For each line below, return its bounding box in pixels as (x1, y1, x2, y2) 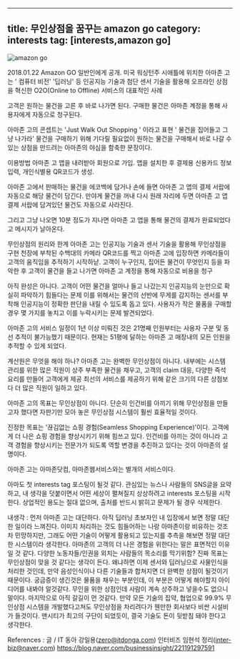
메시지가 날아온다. (14, 224, 65, 233)
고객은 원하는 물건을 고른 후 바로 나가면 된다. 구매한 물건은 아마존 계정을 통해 (7, 101, 221, 109)
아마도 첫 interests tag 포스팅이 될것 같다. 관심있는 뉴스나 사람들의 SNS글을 (7, 480, 219, 488)
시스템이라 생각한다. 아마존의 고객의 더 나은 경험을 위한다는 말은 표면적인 (14, 540, 217, 548)
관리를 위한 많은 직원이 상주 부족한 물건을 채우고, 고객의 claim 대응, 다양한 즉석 (7, 365, 226, 374)
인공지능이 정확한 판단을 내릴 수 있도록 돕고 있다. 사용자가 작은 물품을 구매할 (20, 299, 232, 308)
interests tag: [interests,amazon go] (7, 34, 171, 46)
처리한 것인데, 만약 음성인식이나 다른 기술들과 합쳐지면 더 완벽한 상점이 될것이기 (7, 566, 229, 575)
